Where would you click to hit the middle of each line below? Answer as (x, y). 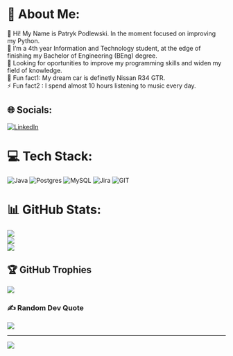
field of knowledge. (35, 70)
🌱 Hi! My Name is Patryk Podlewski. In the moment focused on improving (112, 33)
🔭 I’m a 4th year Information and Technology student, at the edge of (104, 48)
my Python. (24, 40)
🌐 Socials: (30, 110)
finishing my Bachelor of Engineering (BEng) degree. (83, 56)
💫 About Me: (44, 14)
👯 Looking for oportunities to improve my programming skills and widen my (114, 63)
